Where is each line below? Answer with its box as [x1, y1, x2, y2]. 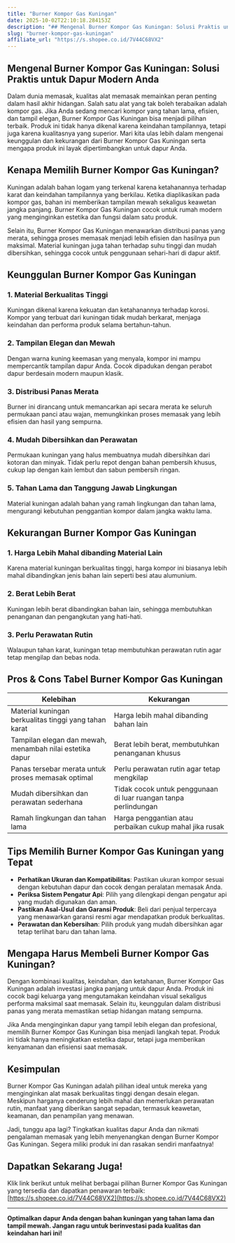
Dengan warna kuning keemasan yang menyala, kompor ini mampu [7, 354, 201, 362]
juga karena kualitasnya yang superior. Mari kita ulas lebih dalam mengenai [7, 129, 224, 137]
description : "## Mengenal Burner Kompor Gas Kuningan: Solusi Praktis [7, 23, 220, 30]
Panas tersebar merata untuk [10, 763, 106, 773]
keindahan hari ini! [7, 1228, 63, 1237]
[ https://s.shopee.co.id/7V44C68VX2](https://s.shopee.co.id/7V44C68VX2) [7, 1193, 227, 1202]
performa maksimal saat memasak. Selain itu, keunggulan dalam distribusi [7, 1000, 221, 1008]
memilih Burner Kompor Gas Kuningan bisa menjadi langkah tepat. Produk [7, 1028, 220, 1036]
